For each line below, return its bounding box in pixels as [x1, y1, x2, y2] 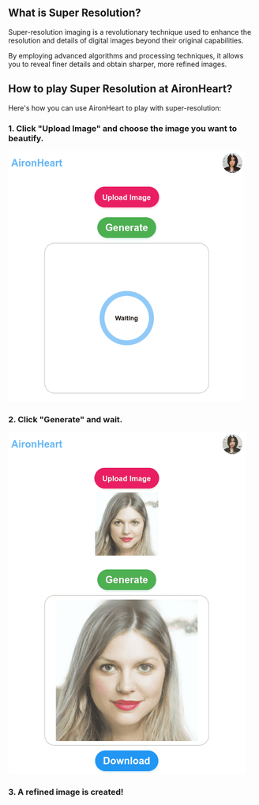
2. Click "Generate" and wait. [8, 414, 123, 425]
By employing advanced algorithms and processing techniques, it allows [8, 51, 244, 60]
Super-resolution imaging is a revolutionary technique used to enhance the [8, 27, 252, 36]
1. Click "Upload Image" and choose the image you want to [8, 122, 238, 133]
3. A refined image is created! [8, 787, 124, 798]
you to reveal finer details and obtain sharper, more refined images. [8, 59, 227, 69]
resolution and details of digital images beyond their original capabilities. [8, 36, 244, 45]
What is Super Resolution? [8, 6, 141, 20]
